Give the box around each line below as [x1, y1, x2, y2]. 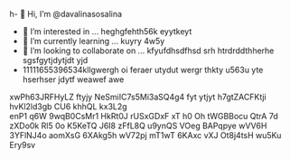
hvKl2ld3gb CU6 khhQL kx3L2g [9, 101, 128, 112]
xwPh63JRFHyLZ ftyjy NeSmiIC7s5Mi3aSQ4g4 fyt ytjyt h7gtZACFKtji [9, 91, 267, 102]
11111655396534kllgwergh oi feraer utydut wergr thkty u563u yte [22, 64, 264, 75]
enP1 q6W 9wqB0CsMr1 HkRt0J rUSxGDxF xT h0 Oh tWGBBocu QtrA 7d [9, 111, 278, 121]
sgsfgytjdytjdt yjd [22, 55, 89, 65]
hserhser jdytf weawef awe [22, 74, 125, 85]
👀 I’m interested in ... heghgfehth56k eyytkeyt [22, 26, 192, 36]
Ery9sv [9, 140, 36, 150]
